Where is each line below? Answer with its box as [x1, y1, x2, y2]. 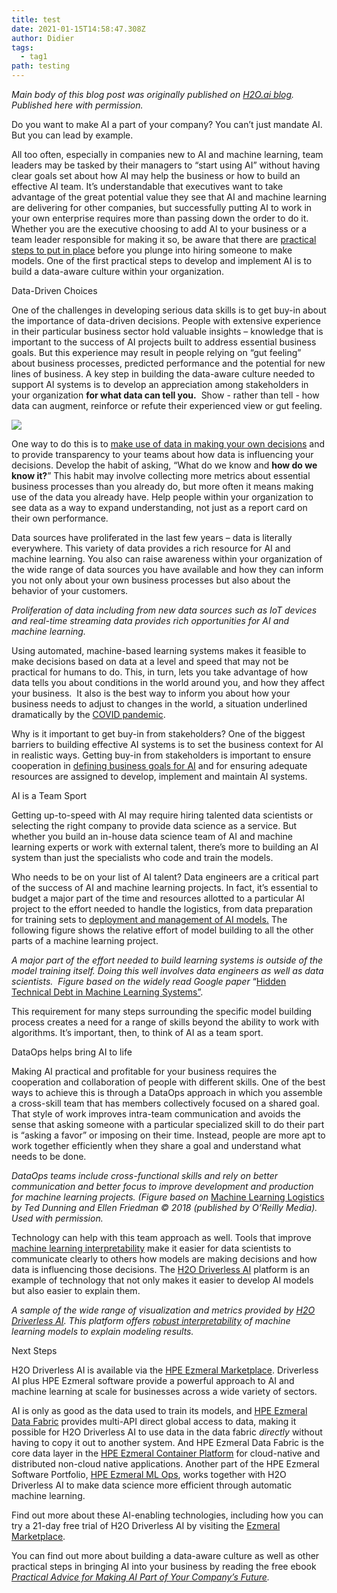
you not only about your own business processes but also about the [11, 574, 291, 586]
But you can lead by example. [11, 129, 134, 141]
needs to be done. [11, 1151, 87, 1162]
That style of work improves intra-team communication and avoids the [11, 1108, 301, 1120]
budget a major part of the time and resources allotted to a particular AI [11, 892, 305, 904]
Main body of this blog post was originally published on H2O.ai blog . [11, 89, 295, 100]
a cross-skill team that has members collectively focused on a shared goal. [11, 1097, 321, 1109]
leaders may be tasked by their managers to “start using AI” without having [11, 159, 321, 171]
